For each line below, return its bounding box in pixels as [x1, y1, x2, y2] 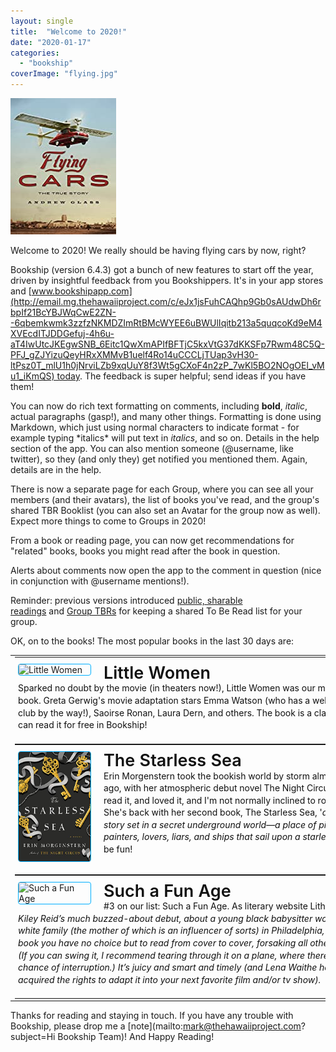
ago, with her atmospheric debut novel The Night [103, 782, 305, 794]
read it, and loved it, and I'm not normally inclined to [103, 794, 316, 806]
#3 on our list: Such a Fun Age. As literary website [103, 900, 308, 912]
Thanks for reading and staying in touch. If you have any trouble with [10, 1010, 294, 1022]
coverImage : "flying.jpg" [10, 69, 118, 79]
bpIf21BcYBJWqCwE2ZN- [10, 306, 117, 318]
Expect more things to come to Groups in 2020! [10, 515, 207, 527]
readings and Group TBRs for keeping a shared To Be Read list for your [10, 605, 303, 617]
